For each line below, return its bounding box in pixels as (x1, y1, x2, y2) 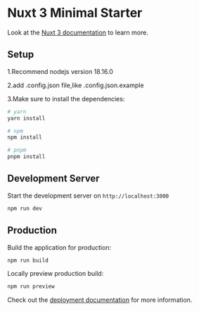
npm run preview (7, 283, 55, 290)
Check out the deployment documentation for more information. (7, 296, 193, 304)
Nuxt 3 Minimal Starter (7, 5, 143, 21)
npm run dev (7, 205, 42, 212)
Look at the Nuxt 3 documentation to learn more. (7, 28, 149, 37)
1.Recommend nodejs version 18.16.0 (7, 67, 114, 75)
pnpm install (7, 153, 46, 160)
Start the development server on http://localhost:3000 (7, 191, 169, 200)
